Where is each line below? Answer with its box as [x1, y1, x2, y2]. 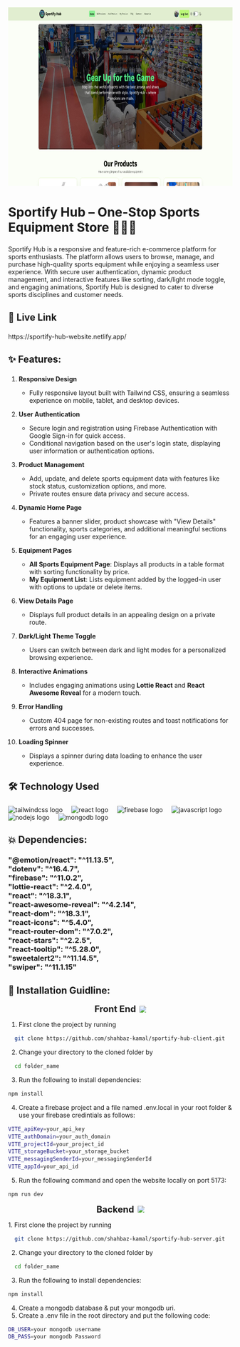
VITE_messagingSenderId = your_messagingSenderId [8, 1156, 152, 1163]
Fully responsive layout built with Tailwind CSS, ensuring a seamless [28, 389, 230, 397]
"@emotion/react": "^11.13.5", [8, 855, 115, 865]
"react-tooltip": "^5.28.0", [8, 944, 102, 954]
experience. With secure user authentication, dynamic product [8, 268, 192, 276]
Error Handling [18, 702, 63, 711]
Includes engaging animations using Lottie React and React [28, 681, 205, 689]
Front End [94, 1003, 136, 1015]
